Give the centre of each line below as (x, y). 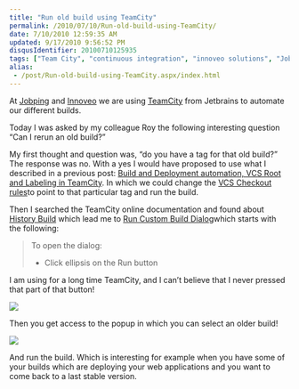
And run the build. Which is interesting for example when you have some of (147, 357)
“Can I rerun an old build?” (58, 137)
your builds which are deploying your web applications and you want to (140, 367)
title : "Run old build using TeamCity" (83, 17)
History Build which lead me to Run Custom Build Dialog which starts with (143, 218)
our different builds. (45, 110)
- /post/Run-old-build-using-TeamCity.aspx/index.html (117, 76)
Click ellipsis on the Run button (101, 263)
